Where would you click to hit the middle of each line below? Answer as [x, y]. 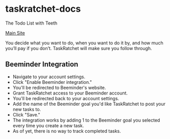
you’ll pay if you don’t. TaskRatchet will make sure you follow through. [79, 48]
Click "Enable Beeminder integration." [52, 82]
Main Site [15, 33]
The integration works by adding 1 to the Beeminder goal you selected [86, 120]
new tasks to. [27, 109]
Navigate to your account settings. [49, 77]
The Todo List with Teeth [31, 23]
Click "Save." [26, 114]
